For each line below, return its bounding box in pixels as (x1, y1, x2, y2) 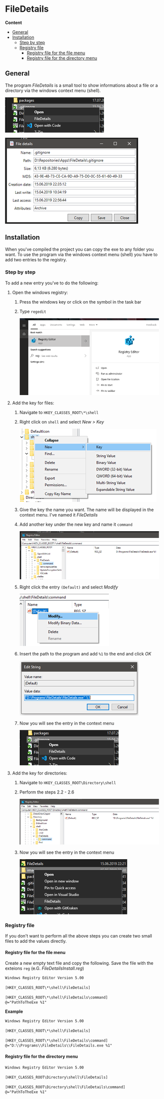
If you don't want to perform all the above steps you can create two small (5, 933, 152, 939)
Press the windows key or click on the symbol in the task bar (19, 299, 142, 304)
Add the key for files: (12, 400, 55, 406)
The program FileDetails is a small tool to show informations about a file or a (5, 82, 158, 88)
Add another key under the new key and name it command (19, 521, 133, 527)
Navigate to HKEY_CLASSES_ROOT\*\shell (19, 409, 99, 415)
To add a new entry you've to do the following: (5, 280, 99, 286)
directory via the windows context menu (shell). (5, 87, 101, 94)
